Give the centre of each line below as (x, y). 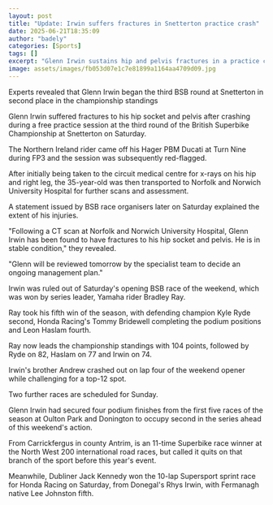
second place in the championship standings (83, 100)
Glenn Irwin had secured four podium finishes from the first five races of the (136, 410)
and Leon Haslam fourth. (50, 330)
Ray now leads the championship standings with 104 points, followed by (129, 345)
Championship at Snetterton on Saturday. (78, 133)
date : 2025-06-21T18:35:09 (54, 31)
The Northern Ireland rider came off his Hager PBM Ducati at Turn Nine (127, 149)
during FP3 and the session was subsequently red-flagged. (108, 158)
